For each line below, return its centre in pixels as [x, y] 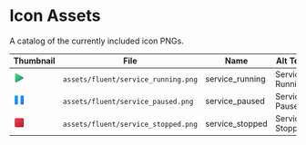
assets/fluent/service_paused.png [128, 102]
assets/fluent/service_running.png [130, 80]
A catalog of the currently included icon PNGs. [97, 41]
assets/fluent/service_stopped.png [130, 124]
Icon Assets [55, 16]
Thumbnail [34, 61]
